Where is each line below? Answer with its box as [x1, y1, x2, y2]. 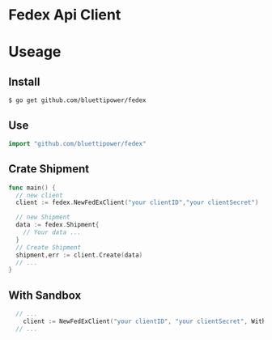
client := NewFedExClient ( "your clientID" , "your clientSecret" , [23, 317, 249, 325]
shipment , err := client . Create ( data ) [15, 251, 143, 259]
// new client [15, 191, 63, 199]
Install [8, 74, 40, 88]
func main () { [8, 184, 57, 192]
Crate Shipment [8, 162, 90, 176]
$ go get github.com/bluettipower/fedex [8, 96, 147, 104]
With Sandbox [8, 288, 82, 302]
